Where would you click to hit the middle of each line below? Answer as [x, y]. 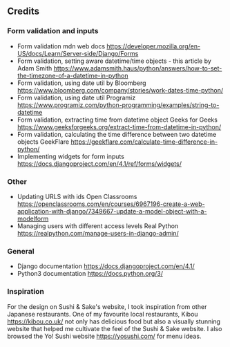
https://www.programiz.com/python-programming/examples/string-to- [118, 105]
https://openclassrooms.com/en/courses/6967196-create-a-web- [111, 204]
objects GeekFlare [43, 142]
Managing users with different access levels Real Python [98, 226]
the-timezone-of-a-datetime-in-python [73, 75]
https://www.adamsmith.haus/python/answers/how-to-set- [138, 68]
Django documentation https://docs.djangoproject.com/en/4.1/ [106, 266]
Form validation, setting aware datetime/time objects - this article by [114, 61]
